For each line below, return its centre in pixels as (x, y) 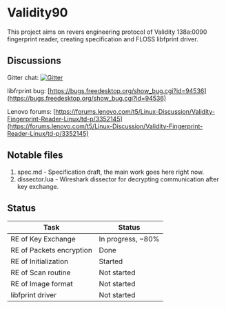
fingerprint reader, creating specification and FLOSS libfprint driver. (103, 39)
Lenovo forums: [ (31, 111)
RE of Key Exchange (43, 239)
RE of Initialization (40, 261)
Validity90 (38, 13)
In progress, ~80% (129, 239)
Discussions (34, 61)
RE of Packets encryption (52, 250)
